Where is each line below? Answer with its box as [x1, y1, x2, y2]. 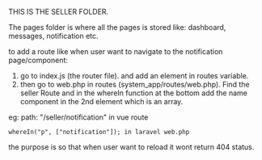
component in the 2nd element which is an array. [19, 97, 184, 106]
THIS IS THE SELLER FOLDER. [8, 7, 109, 16]
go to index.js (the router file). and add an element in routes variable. [19, 71, 249, 80]
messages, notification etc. [8, 32, 99, 40]
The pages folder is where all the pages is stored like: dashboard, [8, 23, 226, 32]
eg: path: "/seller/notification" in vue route [8, 112, 149, 122]
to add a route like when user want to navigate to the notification [8, 47, 223, 56]
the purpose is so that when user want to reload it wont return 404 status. [8, 142, 255, 152]
